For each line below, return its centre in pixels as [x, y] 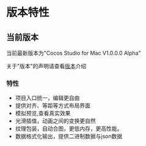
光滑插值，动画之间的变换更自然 [55, 121]
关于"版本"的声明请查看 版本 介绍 [46, 66]
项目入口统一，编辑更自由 [47, 98]
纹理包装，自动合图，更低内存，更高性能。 [69, 129]
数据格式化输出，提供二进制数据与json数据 [69, 136]
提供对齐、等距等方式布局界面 [53, 106]
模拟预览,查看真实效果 [43, 113]
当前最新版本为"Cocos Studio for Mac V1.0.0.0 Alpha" [74, 53]
